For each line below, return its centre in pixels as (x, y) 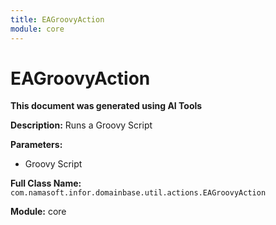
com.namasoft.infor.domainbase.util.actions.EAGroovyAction (138, 193)
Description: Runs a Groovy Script (81, 125)
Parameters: (36, 145)
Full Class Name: (46, 183)
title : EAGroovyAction (57, 19)
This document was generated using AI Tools (106, 106)
